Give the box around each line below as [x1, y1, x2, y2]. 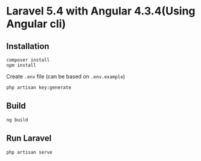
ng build [6, 116, 28, 123]
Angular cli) [6, 17, 66, 31]
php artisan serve [6, 149, 53, 155]
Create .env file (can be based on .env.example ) [6, 73, 126, 80]
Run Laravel [6, 133, 52, 144]
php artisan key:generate [6, 84, 71, 90]
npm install [6, 62, 36, 68]
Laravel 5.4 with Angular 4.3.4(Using [6, 4, 196, 18]
